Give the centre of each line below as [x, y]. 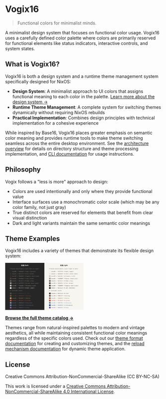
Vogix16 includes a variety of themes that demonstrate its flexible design [80, 251]
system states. [20, 48]
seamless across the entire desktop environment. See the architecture [77, 143]
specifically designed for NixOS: [38, 81]
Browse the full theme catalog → [39, 318]
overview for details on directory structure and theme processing [72, 149]
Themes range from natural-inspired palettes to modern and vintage [75, 328]
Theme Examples [33, 239]
